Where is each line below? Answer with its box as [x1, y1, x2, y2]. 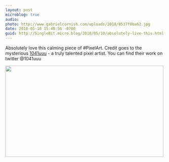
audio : [5, 17, 19, 22]
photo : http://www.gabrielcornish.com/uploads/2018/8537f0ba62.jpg [5, 21, 151, 27]
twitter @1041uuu [5, 56, 41, 61]
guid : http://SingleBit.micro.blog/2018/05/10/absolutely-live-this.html [5, 31, 164, 36]
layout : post [5, 7, 33, 13]
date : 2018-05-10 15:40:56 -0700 [5, 26, 76, 31]
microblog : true [5, 12, 39, 17]
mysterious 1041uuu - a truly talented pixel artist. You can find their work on [5, 50, 163, 56]
